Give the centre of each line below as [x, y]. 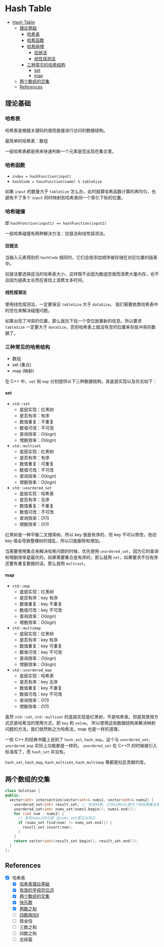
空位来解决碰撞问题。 [31, 310]
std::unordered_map [32, 670]
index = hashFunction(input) [42, 176]
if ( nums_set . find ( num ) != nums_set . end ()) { [65, 823]
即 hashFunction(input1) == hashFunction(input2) [56, 223]
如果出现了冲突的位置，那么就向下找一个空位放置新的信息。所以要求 [73, 321]
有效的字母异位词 [37, 890]
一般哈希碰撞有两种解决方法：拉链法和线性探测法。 [56, 234]
